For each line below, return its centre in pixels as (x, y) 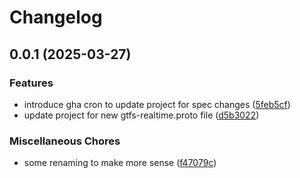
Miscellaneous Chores (65, 141)
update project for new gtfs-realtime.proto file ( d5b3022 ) (141, 115)
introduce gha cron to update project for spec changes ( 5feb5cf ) (157, 104)
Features (31, 83)
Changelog (56, 17)
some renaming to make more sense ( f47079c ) (120, 163)
